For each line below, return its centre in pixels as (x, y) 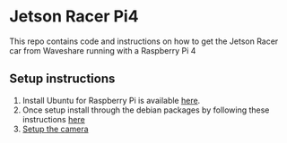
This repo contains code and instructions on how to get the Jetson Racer (144, 41)
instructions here (53, 119)
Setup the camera (55, 129)
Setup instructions (62, 79)
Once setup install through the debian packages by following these (146, 110)
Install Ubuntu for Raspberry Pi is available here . (111, 100)
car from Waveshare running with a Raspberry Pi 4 (103, 50)
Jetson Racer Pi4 (74, 17)
